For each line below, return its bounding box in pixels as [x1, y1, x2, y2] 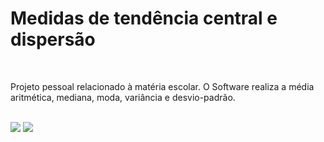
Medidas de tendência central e [10, 7, 278, 30]
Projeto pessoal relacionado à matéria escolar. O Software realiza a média [10, 80, 315, 92]
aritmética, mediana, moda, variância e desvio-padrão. [10, 91, 236, 103]
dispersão [10, 28, 96, 51]
